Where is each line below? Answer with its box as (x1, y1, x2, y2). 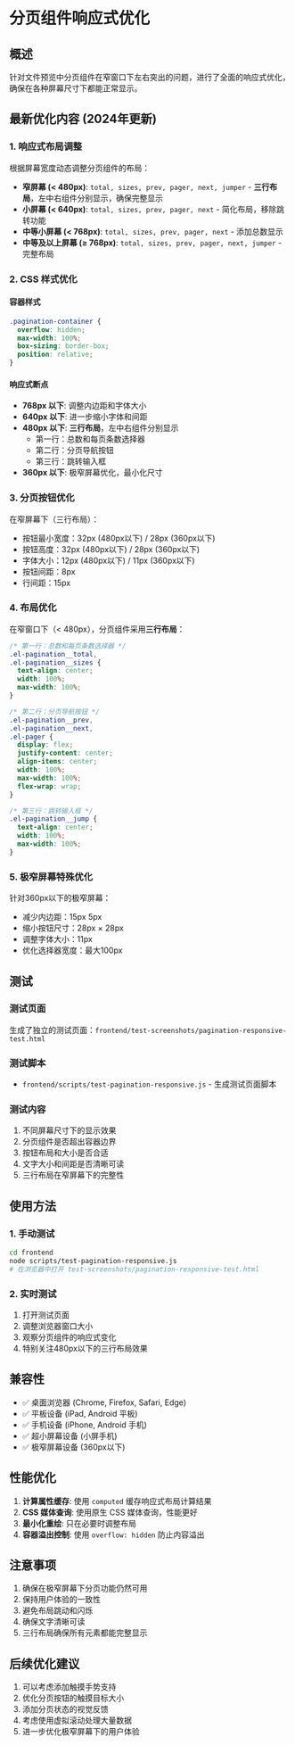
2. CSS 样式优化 (9, 273, 78, 285)
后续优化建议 (9, 1656, 80, 1671)
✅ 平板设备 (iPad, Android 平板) (21, 1408, 138, 1418)
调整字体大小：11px (21, 934, 94, 945)
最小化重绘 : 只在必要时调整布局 (21, 1518, 136, 1528)
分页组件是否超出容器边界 (21, 1137, 117, 1147)
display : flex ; (17, 740, 74, 749)
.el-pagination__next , (9, 724, 94, 732)
